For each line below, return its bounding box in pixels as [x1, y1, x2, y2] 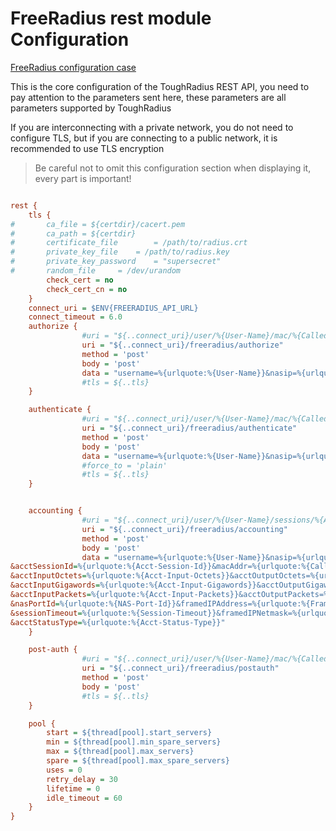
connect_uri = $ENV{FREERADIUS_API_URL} [28, 303, 199, 313]
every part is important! [34, 172, 132, 184]
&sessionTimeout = [10, 608, 83, 618]
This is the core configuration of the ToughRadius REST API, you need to [10, 80, 310, 92]
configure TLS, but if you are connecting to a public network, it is [10, 132, 278, 144]
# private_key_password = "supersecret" [10, 257, 222, 267]
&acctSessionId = [10, 562, 78, 572]
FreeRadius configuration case [10, 61, 137, 73]
